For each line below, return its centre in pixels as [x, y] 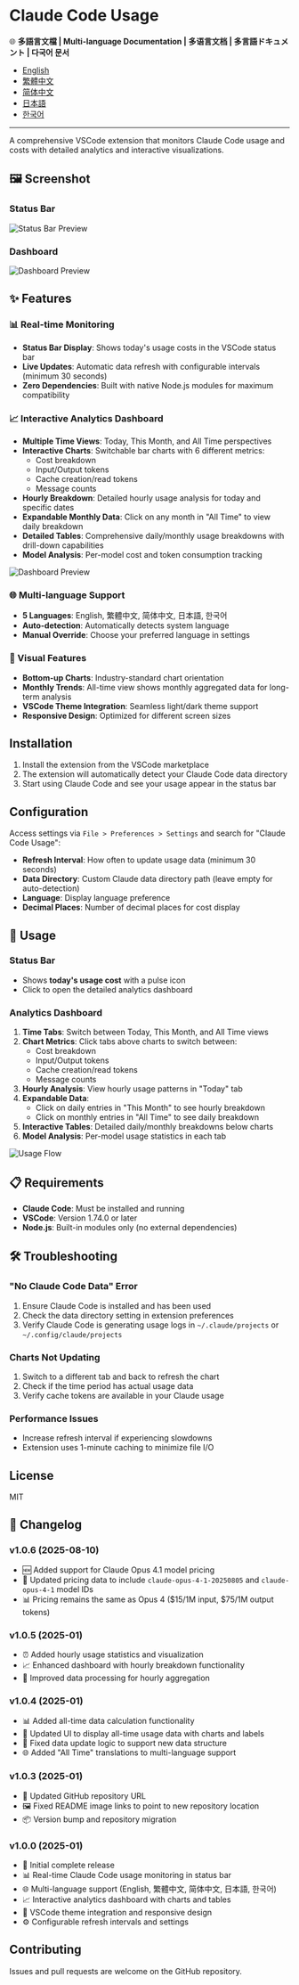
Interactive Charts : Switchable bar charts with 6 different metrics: [143, 450]
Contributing [45, 1950]
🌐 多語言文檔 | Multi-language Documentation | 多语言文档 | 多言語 [133, 41]
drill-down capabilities [63, 545]
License [32, 1475]
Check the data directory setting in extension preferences [128, 1315]
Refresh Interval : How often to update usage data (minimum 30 [139, 860]
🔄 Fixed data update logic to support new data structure [125, 1744]
